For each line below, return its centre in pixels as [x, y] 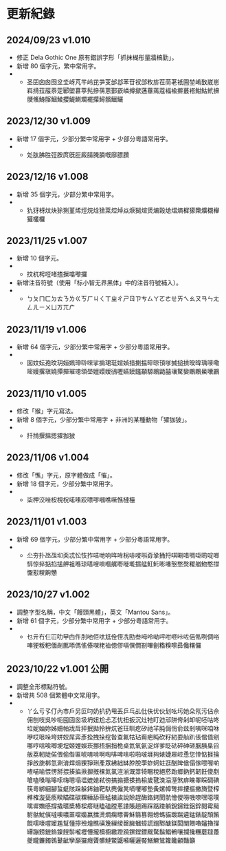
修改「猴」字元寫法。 [46, 411]
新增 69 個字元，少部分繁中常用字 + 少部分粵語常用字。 [95, 539]
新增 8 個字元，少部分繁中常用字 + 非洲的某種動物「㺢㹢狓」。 [103, 420]
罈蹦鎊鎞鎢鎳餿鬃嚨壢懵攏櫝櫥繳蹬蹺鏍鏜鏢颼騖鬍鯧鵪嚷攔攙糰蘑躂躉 [123, 832]
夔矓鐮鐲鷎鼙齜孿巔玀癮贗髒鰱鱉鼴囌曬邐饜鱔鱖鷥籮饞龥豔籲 [111, 841]
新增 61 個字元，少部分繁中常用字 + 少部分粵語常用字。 [94, 620]
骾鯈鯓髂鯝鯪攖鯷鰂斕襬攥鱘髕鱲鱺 [75, 99]
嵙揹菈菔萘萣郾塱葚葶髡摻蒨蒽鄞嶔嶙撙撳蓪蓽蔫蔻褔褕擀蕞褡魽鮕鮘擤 [123, 91]
